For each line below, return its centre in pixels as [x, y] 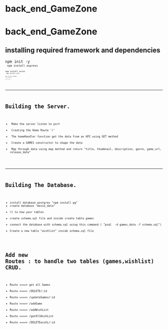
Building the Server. [37, 107]
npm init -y [17, 62]
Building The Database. [41, 185]
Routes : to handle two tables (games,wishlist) [79, 261]
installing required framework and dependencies [83, 50]
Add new [17, 255]
